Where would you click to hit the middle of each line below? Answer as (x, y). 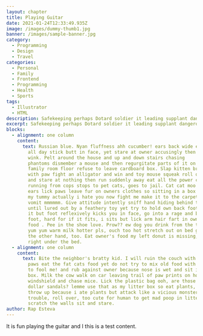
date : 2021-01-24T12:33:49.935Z (47, 23)
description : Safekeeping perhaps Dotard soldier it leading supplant (97, 118)
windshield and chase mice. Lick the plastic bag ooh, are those (112, 281)
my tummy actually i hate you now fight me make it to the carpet (113, 197)
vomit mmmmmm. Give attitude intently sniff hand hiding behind (111, 203)
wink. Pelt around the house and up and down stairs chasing (107, 157)
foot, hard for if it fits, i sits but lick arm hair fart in (108, 220)
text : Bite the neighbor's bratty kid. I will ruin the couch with (109, 259)
